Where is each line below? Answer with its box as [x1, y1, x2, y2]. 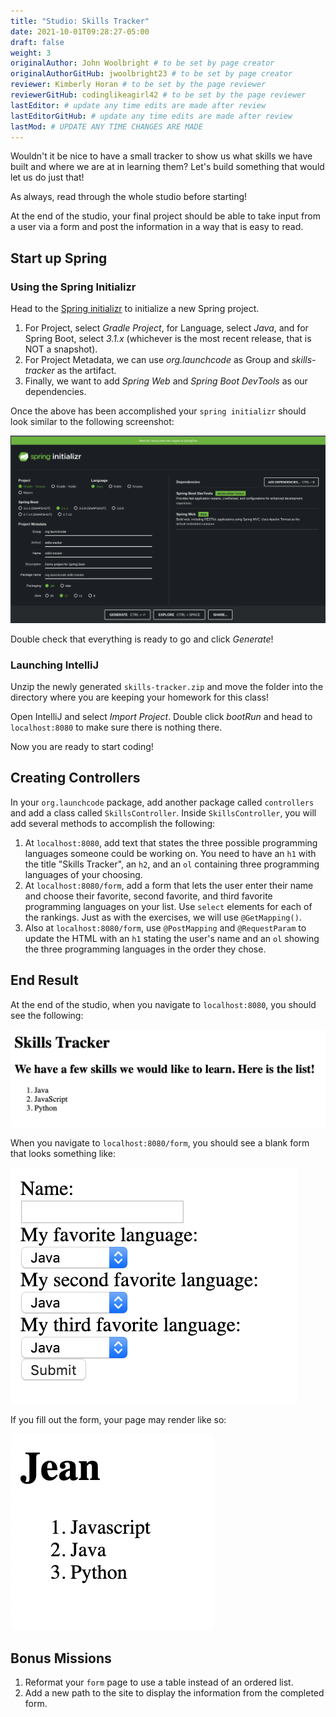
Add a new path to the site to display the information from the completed [24, 1687, 325, 1699]
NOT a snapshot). [24, 343, 98, 355]
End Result [10, 972, 79, 989]
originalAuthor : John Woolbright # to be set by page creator [10, 58, 275, 69]
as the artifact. [56, 365, 117, 377]
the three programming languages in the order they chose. [24, 943, 267, 955]
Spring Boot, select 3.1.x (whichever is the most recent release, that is [24, 333, 312, 345]
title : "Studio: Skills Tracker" [10, 16, 150, 26]
